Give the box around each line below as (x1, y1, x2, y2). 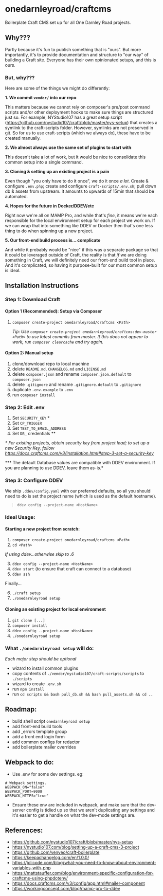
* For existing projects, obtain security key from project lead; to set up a (5, 440, 150, 446)
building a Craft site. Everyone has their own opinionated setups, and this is (5, 57, 157, 63)
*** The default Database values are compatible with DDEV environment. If (5, 460, 156, 466)
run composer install (12, 392, 55, 398)
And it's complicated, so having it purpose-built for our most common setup (5, 262, 157, 268)
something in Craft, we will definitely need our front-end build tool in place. (5, 257, 156, 263)
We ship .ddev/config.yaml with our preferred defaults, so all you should (5, 488, 151, 494)
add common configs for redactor (12, 739, 80, 745)
